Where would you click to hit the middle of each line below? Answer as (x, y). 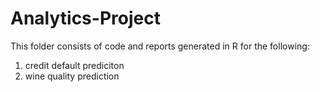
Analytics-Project (85, 18)
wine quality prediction (72, 76)
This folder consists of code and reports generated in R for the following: (160, 46)
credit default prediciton (74, 65)
